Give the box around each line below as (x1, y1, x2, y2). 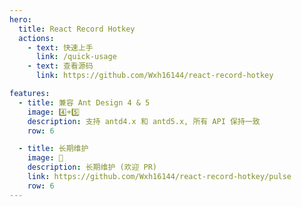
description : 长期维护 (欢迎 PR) (27, 162, 158, 173)
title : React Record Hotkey (18, 24, 136, 34)
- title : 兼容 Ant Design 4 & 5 (18, 97, 151, 108)
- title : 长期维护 (18, 144, 89, 154)
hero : (9, 14, 32, 25)
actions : (18, 33, 55, 43)
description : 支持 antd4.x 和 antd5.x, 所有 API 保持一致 (27, 116, 261, 126)
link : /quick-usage (35, 52, 117, 62)
